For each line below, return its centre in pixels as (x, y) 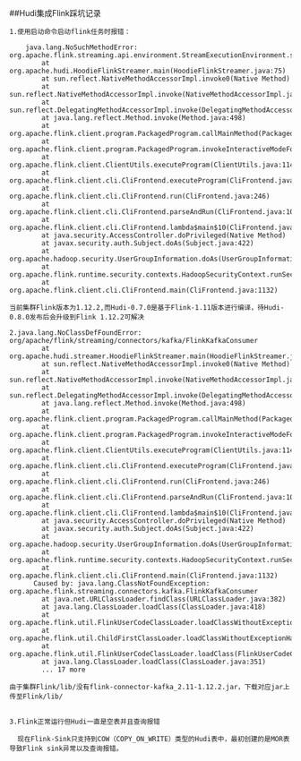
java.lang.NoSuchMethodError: (82, 47)
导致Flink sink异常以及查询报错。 (66, 748)
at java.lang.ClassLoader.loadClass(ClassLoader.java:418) (154, 607)
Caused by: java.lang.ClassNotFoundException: (121, 584)
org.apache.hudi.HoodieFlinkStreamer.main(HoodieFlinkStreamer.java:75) (148, 71)
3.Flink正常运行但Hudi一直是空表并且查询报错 (85, 722)
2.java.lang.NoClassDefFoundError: (76, 333)
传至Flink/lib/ (36, 697)
